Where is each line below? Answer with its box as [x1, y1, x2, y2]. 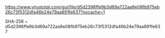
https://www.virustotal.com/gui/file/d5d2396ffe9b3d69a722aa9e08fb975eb [5, 4, 160, 10]
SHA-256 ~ [5, 19, 28, 24]
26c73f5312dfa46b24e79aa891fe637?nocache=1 [5, 9, 105, 15]
